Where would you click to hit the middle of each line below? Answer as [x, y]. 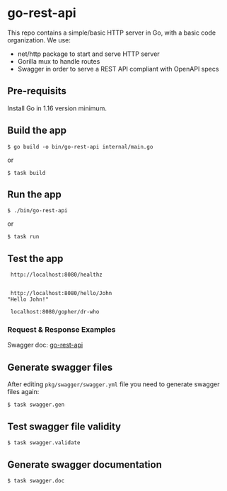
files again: [23, 392]
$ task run [23, 237]
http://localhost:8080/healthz [56, 275]
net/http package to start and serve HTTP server [89, 54]
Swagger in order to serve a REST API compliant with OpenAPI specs [118, 69]
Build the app [37, 131]
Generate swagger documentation [85, 464]
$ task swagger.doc [36, 480]
